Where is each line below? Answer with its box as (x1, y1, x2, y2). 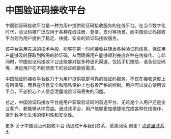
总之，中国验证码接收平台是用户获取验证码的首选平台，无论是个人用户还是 (5, 99, 161, 105)
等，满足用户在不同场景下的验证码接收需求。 (5, 64, 99, 71)
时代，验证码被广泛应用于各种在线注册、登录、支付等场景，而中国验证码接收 (5, 28, 166, 34)
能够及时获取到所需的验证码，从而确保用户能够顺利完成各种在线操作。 (9, 52, 157, 58)
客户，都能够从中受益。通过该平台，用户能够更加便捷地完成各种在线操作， (9, 105, 166, 112)
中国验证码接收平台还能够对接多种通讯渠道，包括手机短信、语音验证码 (18, 58, 166, 64)
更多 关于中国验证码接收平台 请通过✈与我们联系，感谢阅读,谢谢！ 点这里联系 (5, 122, 164, 128)
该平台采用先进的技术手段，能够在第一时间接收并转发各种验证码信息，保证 (5, 46, 161, 52)
